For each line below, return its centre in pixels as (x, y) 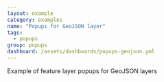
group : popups (27, 45)
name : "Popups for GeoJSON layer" (57, 26)
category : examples (35, 20)
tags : (15, 32)
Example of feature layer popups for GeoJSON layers (82, 71)
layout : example (30, 13)
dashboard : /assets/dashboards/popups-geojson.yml (81, 52)
